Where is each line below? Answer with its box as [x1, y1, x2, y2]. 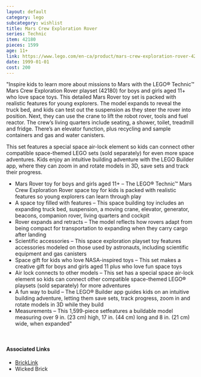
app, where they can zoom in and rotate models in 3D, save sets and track [6, 162, 189, 169]
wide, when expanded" [14, 320, 72, 327]
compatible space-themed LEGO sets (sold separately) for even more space [6, 150, 194, 157]
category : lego [6, 14, 44, 20]
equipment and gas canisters [14, 250, 87, 257]
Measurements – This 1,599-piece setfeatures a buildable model [14, 308, 173, 315]
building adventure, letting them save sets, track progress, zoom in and [14, 294, 190, 302]
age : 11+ [6, 48, 28, 54]
